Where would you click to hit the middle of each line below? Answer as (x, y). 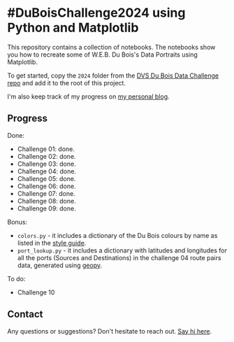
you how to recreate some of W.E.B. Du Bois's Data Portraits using (102, 55)
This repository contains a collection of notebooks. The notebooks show (111, 47)
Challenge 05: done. (46, 178)
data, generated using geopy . (60, 265)
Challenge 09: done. (46, 208)
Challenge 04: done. (47, 171)
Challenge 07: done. (46, 193)
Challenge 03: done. (46, 164)
